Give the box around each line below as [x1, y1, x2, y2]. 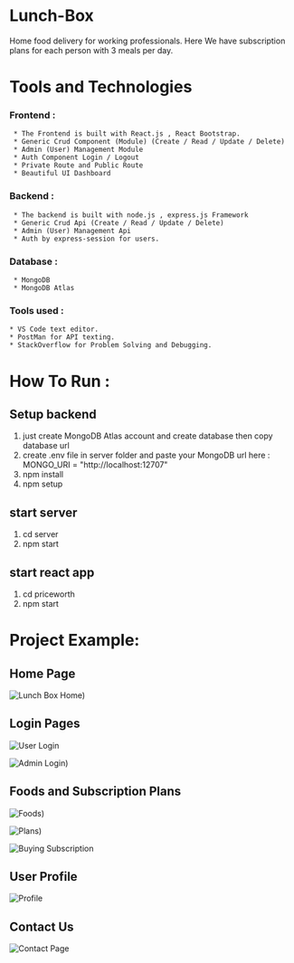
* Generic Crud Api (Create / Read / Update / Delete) [13, 218, 224, 227]
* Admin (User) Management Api [13, 226, 131, 235]
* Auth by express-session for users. [13, 234, 160, 243]
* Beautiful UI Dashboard [13, 169, 111, 178]
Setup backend [9, 406, 97, 421]
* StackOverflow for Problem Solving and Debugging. [9, 341, 213, 350]
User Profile [9, 869, 79, 884]
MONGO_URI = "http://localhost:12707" [22, 459, 168, 470]
